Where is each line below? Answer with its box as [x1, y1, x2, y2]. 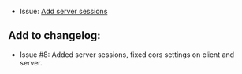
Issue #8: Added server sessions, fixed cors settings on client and [19, 50, 235, 59]
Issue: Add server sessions [19, 7, 108, 16]
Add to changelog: [8, 29, 101, 42]
